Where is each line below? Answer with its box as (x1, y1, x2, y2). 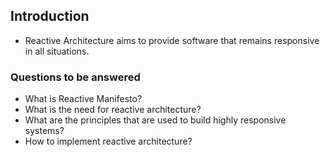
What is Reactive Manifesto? (24, 93, 143, 105)
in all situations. (24, 45, 90, 57)
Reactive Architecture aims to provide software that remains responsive (24, 34, 320, 46)
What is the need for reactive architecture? (24, 104, 202, 116)
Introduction (10, 8, 90, 25)
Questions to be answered (10, 70, 141, 84)
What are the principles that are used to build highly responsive (24, 114, 287, 126)
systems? (24, 125, 65, 137)
